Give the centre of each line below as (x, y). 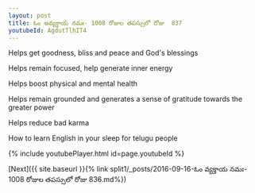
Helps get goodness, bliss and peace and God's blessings (103, 53)
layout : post (30, 15)
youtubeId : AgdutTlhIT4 (48, 30)
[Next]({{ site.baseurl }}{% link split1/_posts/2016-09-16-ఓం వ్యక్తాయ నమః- (128, 169)
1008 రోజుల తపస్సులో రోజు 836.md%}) (68, 179)
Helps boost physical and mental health (73, 83)
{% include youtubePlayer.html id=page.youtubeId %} (97, 154)
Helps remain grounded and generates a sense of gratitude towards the (126, 99)
